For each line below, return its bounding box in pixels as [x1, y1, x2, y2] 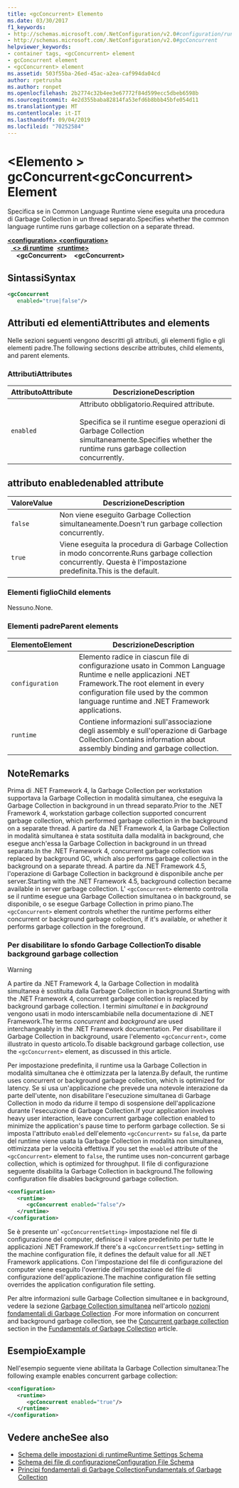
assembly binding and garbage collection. [78, 743, 219, 753]
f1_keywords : [7, 23, 46, 31]
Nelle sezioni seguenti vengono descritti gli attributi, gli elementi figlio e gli [7, 336, 225, 344]
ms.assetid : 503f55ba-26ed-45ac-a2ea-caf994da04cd [7, 70, 161, 77]
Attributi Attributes [7, 369, 73, 379]
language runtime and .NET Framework [78, 696, 210, 706]
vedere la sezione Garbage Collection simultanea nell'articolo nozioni [7, 1302, 211, 1310]
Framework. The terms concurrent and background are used [7, 1017, 184, 1025]
